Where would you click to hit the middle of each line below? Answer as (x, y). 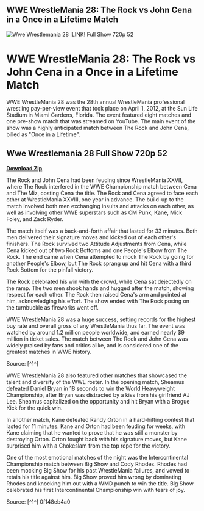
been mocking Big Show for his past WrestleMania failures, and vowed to (98, 470)
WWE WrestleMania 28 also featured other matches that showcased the (97, 375)
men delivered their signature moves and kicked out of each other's (91, 237)
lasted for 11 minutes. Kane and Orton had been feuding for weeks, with (96, 426)
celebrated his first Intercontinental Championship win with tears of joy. (96, 490)
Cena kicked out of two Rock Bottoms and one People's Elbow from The (97, 250)
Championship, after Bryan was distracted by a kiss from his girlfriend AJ (98, 395)
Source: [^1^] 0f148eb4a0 (38, 502)
